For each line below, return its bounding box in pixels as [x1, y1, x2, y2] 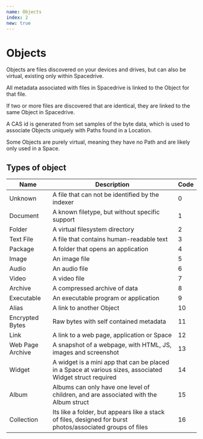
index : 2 [6, 14, 28, 21]
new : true [6, 20, 31, 26]
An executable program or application [52, 294, 160, 303]
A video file [52, 274, 85, 283]
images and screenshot [52, 348, 119, 357]
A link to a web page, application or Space [52, 331, 172, 339]
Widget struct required [52, 373, 117, 382]
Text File [9, 235, 34, 243]
